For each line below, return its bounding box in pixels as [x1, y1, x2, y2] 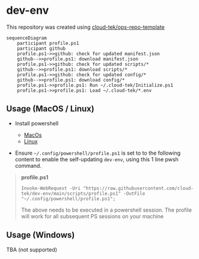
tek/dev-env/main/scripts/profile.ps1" [20, 190, 121, 197]
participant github [17, 46, 66, 52]
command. [14, 162, 42, 169]
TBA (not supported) [6, 246, 58, 253]
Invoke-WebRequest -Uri [20, 185, 81, 191]
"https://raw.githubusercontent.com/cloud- [83, 185, 194, 191]
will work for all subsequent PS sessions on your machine [20, 212, 164, 219]
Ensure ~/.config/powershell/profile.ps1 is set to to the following [14, 149, 181, 156]
